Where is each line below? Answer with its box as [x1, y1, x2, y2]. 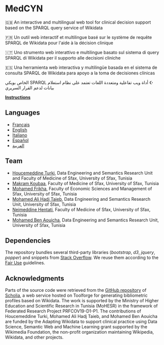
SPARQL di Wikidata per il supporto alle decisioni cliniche [5, 55, 121, 61]
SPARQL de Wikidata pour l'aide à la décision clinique [5, 40, 113, 46]
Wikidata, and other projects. [5, 334, 64, 340]
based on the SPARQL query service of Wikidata [5, 25, 103, 31]
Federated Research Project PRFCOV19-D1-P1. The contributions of [5, 308, 141, 314]
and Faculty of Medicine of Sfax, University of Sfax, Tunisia [12, 175, 133, 181]
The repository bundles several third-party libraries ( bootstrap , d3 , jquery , [5, 250, 156, 255]
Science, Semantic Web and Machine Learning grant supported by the [5, 324, 147, 330]
